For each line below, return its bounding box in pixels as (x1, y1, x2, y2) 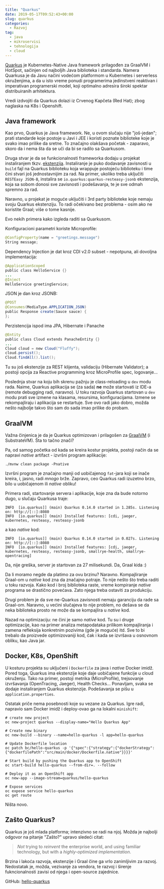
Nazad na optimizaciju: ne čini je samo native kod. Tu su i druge (5, 617, 134, 622)
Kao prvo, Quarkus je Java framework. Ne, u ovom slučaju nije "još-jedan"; (5, 130, 157, 136)
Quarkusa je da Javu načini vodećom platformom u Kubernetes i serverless (5, 72, 158, 78)
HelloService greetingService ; (5, 281, 69, 287)
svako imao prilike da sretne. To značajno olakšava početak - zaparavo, (5, 141, 150, 147)
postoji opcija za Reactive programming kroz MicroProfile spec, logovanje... (5, 369, 158, 375)
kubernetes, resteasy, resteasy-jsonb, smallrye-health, (5, 549, 124, 554)
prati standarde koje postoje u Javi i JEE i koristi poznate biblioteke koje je (5, 135, 155, 141)
